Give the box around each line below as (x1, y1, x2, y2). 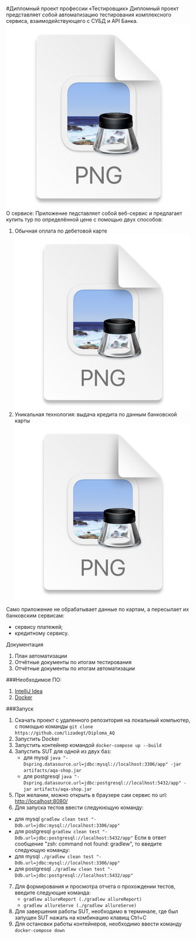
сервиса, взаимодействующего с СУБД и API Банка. (6, 18, 138, 24)
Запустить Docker (14, 735, 60, 742)
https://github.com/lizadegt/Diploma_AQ (14, 731, 115, 736)
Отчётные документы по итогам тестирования (14, 659, 132, 666)
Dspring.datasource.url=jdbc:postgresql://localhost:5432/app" (23, 780, 182, 786)
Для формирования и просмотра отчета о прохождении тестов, (14, 883, 176, 890)
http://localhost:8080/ (14, 798, 68, 805)
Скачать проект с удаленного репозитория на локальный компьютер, (14, 716, 191, 724)
